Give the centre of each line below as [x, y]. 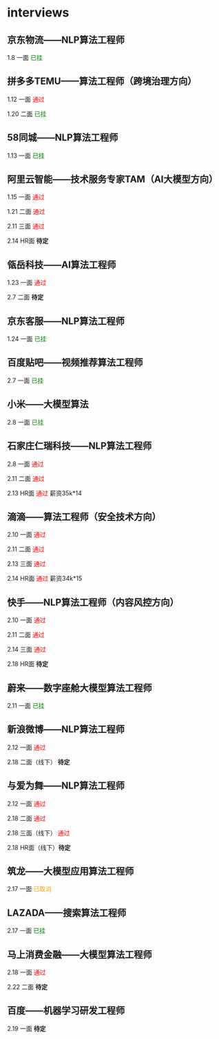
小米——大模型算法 [48, 404]
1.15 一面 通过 [26, 197]
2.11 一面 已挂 [26, 705]
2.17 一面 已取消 [29, 889]
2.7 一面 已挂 [25, 381]
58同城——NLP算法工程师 [63, 138]
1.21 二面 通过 [26, 212]
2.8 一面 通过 [25, 464]
